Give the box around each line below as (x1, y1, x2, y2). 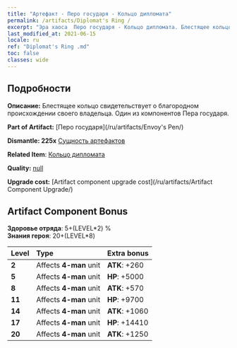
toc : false (7, 50, 39, 57)
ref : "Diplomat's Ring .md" (7, 43, 90, 50)
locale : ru (7, 37, 39, 44)
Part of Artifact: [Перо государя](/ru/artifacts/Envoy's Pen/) (7, 122, 184, 131)
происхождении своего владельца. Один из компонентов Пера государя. (7, 109, 229, 117)
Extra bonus (107, 248, 150, 258)
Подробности (7, 83, 71, 95)
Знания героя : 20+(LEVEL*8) (7, 231, 95, 240)
